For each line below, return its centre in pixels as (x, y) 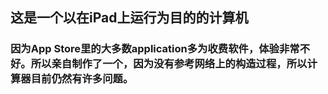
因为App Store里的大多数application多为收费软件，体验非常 (155, 49)
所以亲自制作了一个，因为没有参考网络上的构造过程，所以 (169, 64)
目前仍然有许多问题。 (82, 79)
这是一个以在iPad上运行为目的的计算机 (129, 18)
